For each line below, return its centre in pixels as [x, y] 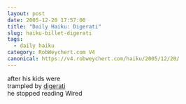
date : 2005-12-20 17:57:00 [46, 20]
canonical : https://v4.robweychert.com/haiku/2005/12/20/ [93, 59]
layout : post [26, 14]
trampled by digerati [36, 86]
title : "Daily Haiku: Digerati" [54, 26]
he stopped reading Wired [45, 93]
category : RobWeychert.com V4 [51, 53]
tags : [15, 40]
